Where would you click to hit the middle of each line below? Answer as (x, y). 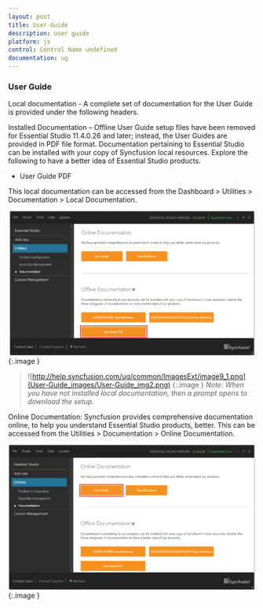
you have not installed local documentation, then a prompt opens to (137, 393)
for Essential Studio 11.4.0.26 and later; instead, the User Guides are (118, 136)
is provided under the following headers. (73, 112)
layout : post (29, 17)
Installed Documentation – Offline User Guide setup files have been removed (132, 128)
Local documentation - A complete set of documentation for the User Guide (130, 104)
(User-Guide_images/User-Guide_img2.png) (99, 385)
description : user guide (49, 33)
